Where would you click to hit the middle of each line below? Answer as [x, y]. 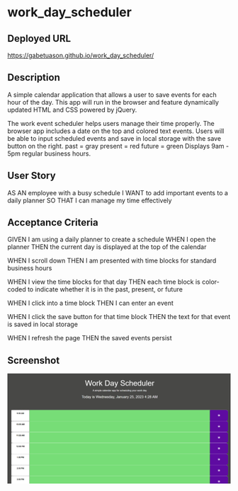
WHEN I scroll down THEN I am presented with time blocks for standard [112, 261]
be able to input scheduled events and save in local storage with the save [114, 138]
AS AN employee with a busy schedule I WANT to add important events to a [118, 192]
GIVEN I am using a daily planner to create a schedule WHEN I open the [112, 239]
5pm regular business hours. [49, 154]
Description [34, 77]
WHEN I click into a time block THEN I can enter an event [90, 303]
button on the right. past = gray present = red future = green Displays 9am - [118, 146]
